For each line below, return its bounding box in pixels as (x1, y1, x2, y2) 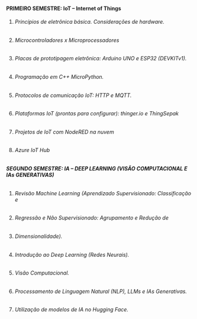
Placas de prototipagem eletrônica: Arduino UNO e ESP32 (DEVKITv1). (14, 55, 187, 62)
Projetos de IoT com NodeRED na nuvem (14, 128, 114, 136)
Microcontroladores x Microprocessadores (14, 36, 120, 44)
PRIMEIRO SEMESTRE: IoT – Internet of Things (6, 5, 121, 12)
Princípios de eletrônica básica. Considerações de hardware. (14, 18, 164, 25)
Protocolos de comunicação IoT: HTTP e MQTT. (14, 92, 132, 99)
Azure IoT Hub (14, 147, 50, 154)
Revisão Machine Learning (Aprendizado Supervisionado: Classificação (14, 189, 191, 196)
